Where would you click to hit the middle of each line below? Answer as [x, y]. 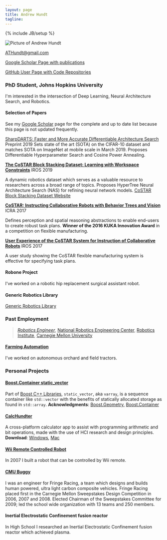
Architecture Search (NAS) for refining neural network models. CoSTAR [78, 190]
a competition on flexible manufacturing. [47, 231]
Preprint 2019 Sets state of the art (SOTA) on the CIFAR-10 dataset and [78, 144]
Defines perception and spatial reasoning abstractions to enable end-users [82, 220]
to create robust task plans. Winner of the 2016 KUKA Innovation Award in [83, 225]
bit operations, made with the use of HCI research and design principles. [80, 432]
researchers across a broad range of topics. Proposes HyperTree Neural [79, 185]
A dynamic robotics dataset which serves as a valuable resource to [74, 179]
